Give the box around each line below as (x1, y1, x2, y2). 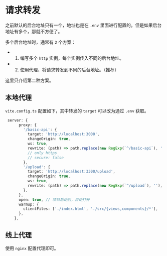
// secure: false (27, 155, 64, 160)
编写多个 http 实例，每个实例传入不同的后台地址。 (20, 55, 124, 61)
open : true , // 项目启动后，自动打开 (18, 197, 90, 202)
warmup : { (18, 202, 39, 207)
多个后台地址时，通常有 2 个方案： (5, 39, 76, 45)
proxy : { (18, 122, 37, 127)
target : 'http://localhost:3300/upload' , (27, 169, 115, 174)
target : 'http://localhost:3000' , (27, 132, 100, 137)
